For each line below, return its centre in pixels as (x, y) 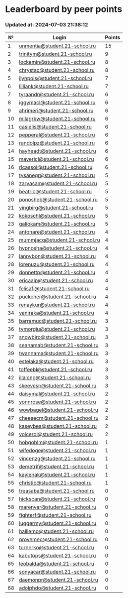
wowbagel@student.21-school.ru (59, 410)
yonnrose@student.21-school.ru (58, 402)
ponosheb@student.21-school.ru (58, 200)
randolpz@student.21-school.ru (57, 143)
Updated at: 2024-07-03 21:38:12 (47, 25)
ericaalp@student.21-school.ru (56, 281)
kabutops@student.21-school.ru (58, 556)
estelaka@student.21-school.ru (57, 361)
